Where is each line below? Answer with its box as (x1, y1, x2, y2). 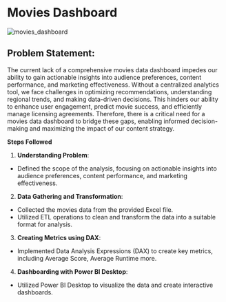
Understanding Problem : (17, 151, 90, 159)
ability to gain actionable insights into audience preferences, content (7, 73, 202, 81)
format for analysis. (17, 220, 72, 228)
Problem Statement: (7, 47, 95, 59)
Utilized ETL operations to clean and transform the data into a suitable (17, 213, 216, 221)
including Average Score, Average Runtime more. (17, 254, 157, 262)
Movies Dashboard (7, 5, 118, 21)
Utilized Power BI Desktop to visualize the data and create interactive (17, 281, 214, 289)
